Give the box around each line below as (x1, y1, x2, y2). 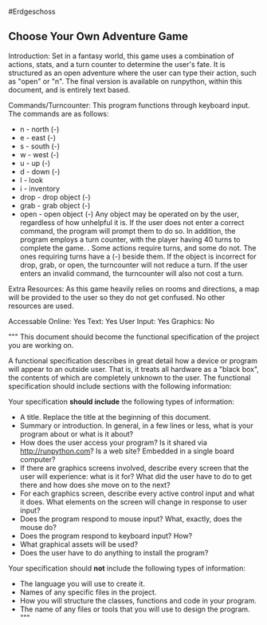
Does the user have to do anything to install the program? (19, 548, 209, 557)
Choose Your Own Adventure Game (8, 30, 189, 43)
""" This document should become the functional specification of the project (8, 331, 260, 342)
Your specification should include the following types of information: (8, 397, 235, 406)
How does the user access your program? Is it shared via (19, 437, 207, 447)
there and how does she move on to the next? (19, 480, 171, 489)
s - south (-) (19, 141, 61, 151)
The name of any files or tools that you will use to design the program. (19, 604, 250, 614)
